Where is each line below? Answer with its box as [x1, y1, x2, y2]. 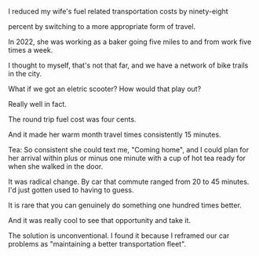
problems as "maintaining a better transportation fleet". [8, 240, 187, 248]
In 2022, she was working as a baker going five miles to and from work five [8, 37, 252, 46]
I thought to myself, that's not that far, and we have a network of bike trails [8, 60, 249, 70]
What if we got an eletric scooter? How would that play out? [8, 84, 202, 93]
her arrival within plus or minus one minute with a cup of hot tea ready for [8, 153, 246, 163]
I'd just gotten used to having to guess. [8, 185, 134, 195]
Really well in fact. [8, 100, 67, 108]
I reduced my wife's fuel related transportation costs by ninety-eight [8, 7, 229, 16]
